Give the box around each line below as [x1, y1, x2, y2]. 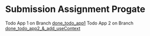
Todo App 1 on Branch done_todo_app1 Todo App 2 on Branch [5, 20, 134, 26]
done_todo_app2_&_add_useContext [5, 25, 81, 31]
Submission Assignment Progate [5, 3, 145, 15]
